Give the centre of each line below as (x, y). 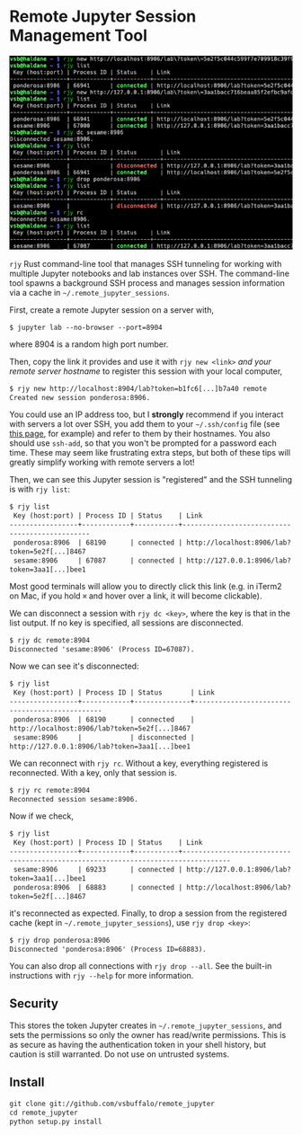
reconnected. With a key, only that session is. (93, 772)
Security (34, 1004)
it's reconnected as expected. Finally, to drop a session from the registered (148, 913)
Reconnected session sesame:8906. (74, 799)
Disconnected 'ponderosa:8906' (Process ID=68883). (108, 949)
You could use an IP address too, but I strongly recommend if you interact (147, 414)
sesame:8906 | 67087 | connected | (98, 560)
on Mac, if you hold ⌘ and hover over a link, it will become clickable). (136, 596)
